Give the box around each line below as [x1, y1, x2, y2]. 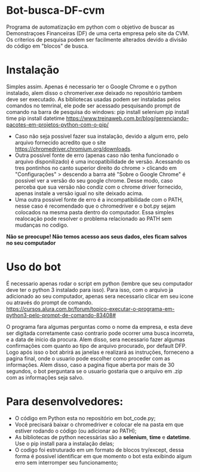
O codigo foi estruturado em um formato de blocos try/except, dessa [14, 446, 184, 454]
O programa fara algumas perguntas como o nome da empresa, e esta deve [6, 323, 193, 330]
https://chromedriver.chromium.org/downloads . [14, 145, 133, 152]
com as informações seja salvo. [6, 374, 84, 381]
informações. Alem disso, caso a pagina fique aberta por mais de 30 [6, 361, 175, 368]
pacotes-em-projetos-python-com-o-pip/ [6, 121, 109, 128]
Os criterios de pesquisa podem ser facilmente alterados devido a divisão [6, 36, 187, 43]
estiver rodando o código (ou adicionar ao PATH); [14, 427, 137, 434]
